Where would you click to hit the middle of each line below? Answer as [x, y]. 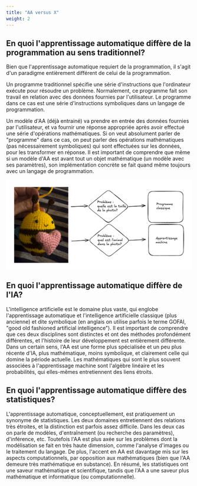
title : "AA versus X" [33, 12]
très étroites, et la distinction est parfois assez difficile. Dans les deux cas [95, 426]
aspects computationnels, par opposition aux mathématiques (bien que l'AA [98, 458]
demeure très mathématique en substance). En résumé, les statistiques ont [97, 464]
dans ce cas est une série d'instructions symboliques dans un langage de [96, 103]
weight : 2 [18, 19]
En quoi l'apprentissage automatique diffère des [96, 391]
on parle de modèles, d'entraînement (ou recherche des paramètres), [90, 433]
